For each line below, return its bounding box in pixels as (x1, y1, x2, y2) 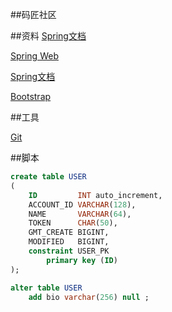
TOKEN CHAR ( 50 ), (28, 218, 118, 228)
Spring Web (10, 50, 59, 62)
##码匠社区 (10, 9, 57, 20)
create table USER (10, 172, 87, 182)
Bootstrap (10, 91, 52, 102)
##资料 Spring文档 (10, 30, 87, 42)
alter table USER (10, 283, 83, 293)
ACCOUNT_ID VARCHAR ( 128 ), (28, 199, 137, 210)
